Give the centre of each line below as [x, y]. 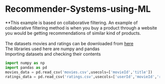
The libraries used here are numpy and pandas [52, 49]
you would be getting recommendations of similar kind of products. [73, 33]
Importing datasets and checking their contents [53, 54]
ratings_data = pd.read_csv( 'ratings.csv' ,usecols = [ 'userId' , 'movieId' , [81, 77]
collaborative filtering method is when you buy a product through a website [81, 28]
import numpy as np [25, 63]
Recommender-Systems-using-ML [78, 9]
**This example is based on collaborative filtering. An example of [71, 23]
